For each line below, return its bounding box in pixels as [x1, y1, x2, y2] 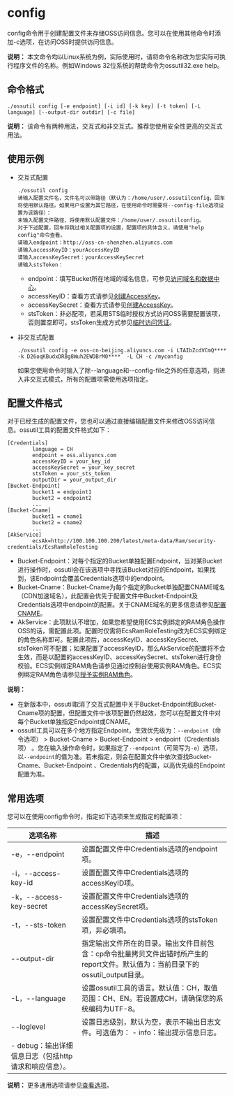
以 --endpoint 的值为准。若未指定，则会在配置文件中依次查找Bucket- [17, 753, 212, 761]
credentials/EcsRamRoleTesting [7, 544, 98, 551]
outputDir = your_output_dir [32, 477, 117, 484]
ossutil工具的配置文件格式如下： [19, 426, 111, 434]
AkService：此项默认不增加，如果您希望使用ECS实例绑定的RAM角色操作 [17, 618, 226, 626]
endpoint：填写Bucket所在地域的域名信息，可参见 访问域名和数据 [27, 274, 214, 282]
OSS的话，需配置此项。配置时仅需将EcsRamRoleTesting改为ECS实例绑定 [17, 627, 226, 635]
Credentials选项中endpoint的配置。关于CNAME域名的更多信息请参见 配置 [17, 600, 226, 609]
